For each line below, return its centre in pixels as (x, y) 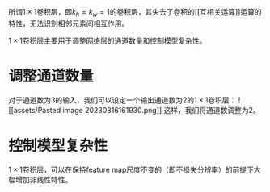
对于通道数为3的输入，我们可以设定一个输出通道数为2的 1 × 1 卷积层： (122, 100)
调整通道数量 (51, 76)
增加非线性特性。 (44, 179)
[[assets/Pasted (35, 110)
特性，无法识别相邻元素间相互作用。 (69, 23)
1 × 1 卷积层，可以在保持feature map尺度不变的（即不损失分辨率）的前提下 (131, 169)
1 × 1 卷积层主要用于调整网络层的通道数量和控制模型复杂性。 (108, 40)
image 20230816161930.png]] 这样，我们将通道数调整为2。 (161, 110)
